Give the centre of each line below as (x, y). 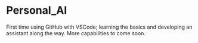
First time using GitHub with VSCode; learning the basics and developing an (99, 27)
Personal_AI (37, 10)
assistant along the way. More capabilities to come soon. (76, 33)
